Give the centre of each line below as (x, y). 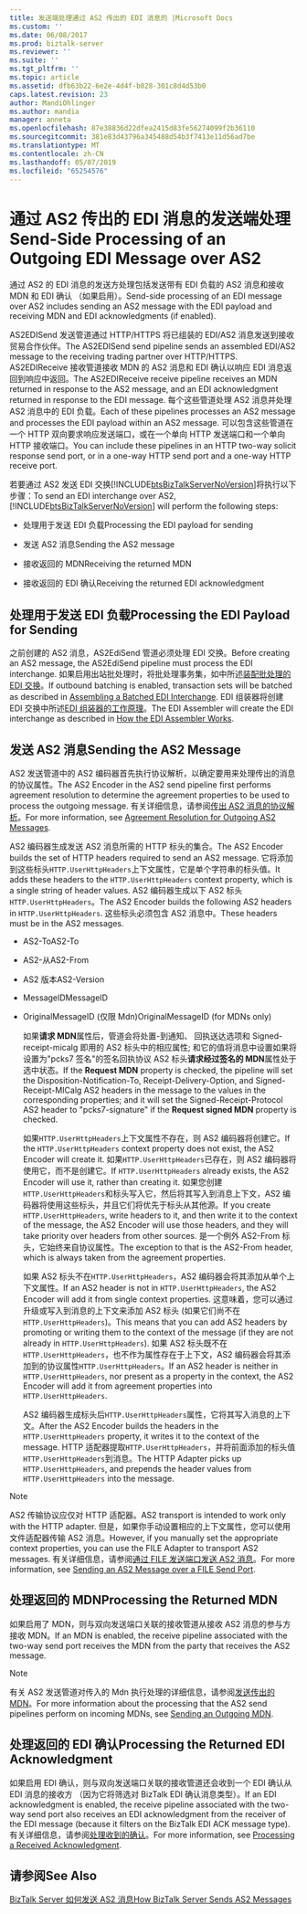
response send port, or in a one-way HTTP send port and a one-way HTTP (150, 456)
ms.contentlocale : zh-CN (57, 153)
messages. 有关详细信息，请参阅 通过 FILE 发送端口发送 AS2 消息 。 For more (152, 1559)
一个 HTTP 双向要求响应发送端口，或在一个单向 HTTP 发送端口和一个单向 (148, 434)
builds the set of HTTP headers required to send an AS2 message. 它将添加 (152, 857)
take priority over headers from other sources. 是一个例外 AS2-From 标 (156, 1235)
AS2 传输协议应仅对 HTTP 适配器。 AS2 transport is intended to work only (148, 1515)
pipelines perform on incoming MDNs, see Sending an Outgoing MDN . (142, 1713)
